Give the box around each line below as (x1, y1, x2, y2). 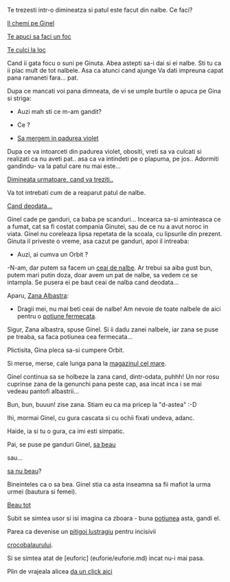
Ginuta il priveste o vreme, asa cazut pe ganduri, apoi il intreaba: (7, 237, 189, 245)
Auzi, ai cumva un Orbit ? (16, 251, 89, 258)
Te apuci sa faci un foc (7, 32, 72, 40)
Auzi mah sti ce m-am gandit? (16, 108, 102, 115)
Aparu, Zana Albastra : (7, 292, 69, 299)
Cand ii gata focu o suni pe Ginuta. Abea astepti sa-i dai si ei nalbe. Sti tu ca (7, 59, 222, 67)
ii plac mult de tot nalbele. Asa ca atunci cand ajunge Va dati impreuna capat (7, 67, 224, 74)
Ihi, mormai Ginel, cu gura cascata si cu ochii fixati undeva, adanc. (7, 414, 195, 421)
